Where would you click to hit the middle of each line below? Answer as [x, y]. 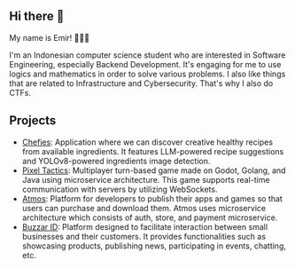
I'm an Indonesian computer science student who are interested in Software [147, 55]
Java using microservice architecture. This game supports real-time [146, 179]
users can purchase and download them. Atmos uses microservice [144, 208]
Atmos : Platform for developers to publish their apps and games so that [152, 198]
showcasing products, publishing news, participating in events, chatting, [154, 246]
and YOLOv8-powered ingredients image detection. [116, 161]
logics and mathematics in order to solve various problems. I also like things [147, 74]
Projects [33, 121]
